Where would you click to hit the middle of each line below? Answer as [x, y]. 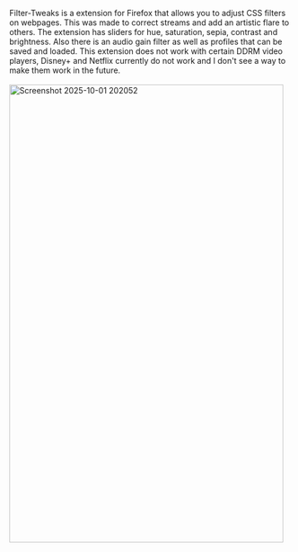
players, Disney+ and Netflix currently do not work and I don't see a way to [148, 61]
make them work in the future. [65, 70]
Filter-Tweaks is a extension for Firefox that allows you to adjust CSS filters [148, 13]
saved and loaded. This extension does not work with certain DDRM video [146, 51]
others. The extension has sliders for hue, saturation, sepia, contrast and [144, 32]
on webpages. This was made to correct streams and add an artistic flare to [149, 22]
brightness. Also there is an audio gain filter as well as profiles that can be [146, 41]
